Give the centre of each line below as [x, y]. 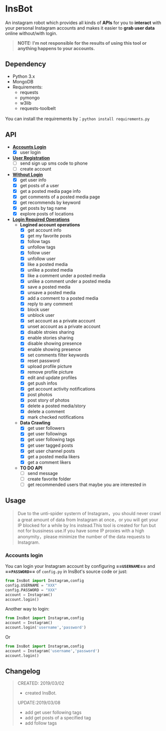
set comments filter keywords [58, 355]
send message [43, 473]
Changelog [23, 672]
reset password [44, 360]
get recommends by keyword [50, 202]
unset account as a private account [64, 326]
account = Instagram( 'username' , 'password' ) [52, 651]
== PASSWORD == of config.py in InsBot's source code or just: [66, 572]
